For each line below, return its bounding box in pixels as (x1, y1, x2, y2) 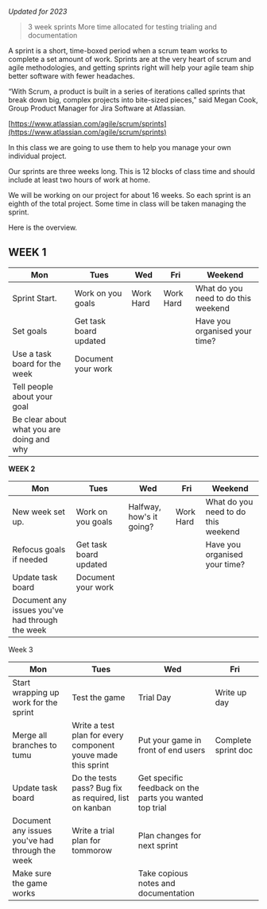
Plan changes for (137, 830, 202, 841)
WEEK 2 (8, 464, 36, 474)
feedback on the (137, 782, 199, 793)
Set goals (12, 325, 48, 336)
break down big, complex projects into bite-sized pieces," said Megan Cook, (8, 95, 258, 104)
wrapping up (12, 687, 60, 698)
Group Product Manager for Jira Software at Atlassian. (8, 103, 187, 113)
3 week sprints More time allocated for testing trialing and (27, 22, 217, 31)
